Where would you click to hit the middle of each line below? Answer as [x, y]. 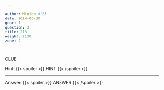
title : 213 [16, 32]
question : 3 [17, 27]
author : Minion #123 [26, 14]
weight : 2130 [18, 36]
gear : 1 [13, 23]
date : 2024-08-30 [23, 18]
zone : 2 [13, 41]
